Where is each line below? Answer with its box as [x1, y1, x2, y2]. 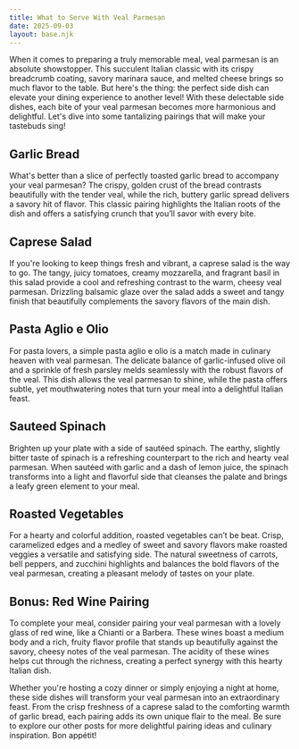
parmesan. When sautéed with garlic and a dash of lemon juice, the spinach [9, 461, 288, 472]
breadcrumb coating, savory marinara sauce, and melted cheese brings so [9, 73, 284, 84]
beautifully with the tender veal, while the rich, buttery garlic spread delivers [9, 189, 290, 200]
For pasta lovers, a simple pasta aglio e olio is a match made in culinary [9, 345, 271, 356]
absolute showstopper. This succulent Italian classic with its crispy [9, 63, 254, 74]
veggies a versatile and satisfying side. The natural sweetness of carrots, [9, 549, 278, 560]
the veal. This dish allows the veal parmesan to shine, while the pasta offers [9, 374, 288, 384]
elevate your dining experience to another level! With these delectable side [9, 92, 284, 103]
